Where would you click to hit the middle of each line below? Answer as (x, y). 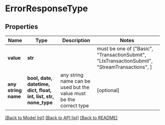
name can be (76, 81)
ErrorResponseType (47, 9)
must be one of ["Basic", (125, 49)
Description (76, 40)
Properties (22, 27)
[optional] (108, 90)
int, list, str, (41, 96)
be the (68, 100)
